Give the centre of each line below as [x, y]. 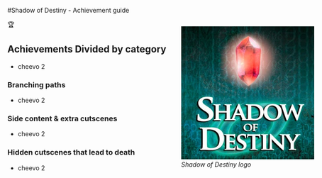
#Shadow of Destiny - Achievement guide [68, 10]
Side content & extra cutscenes [62, 118]
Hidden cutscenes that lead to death [71, 152]
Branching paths [37, 84]
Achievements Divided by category [87, 49]
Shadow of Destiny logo [216, 165]
